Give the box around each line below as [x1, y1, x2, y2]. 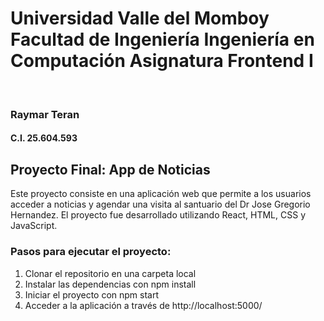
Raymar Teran [10, 107, 80, 121]
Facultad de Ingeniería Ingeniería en [10, 28, 315, 51]
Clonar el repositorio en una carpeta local [24, 267, 197, 279]
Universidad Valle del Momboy [10, 7, 270, 30]
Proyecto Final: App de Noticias [10, 161, 211, 178]
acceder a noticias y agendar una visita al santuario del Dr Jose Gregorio [10, 198, 311, 211]
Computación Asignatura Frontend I [10, 50, 314, 72]
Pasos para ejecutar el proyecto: [10, 245, 172, 259]
